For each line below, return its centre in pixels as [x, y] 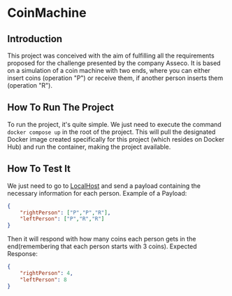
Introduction [35, 39]
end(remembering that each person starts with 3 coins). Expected [102, 246]
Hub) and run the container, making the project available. [89, 147]
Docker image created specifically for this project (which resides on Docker [116, 139]
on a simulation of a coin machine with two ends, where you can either [109, 70]
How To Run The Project [60, 108]
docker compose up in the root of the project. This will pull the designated [111, 132]
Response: [23, 254]
